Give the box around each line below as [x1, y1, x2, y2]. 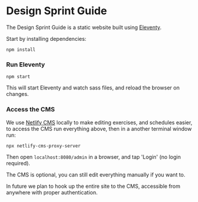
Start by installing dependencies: [6, 35, 87, 42]
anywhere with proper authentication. [6, 188, 98, 196]
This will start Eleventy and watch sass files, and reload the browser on [6, 84, 180, 91]
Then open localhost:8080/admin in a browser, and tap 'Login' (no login [6, 153, 181, 161]
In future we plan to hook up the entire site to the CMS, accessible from [6, 182, 181, 190]
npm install [6, 46, 36, 53]
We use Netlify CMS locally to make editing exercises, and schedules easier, [6, 118, 193, 126]
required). [6, 159, 31, 166]
